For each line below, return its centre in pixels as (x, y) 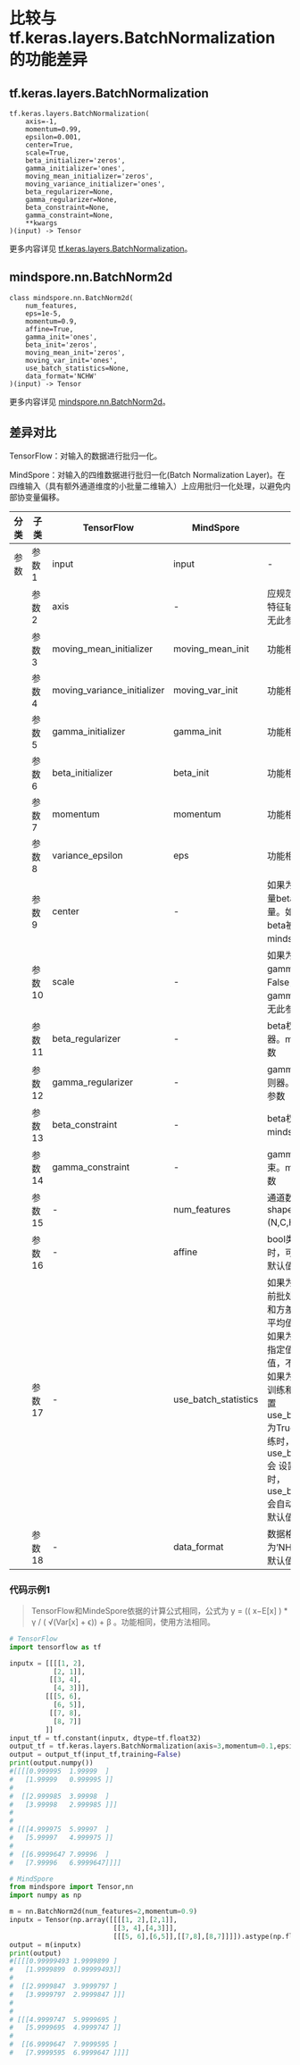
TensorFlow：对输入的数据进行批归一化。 (86, 456)
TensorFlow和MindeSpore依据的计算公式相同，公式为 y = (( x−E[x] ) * (159, 1610)
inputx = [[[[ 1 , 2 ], (48, 1663)
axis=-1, (42, 122)
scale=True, (47, 153)
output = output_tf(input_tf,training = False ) (95, 1755)
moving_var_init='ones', (71, 360)
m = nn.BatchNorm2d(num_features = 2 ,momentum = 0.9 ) (104, 1912)
